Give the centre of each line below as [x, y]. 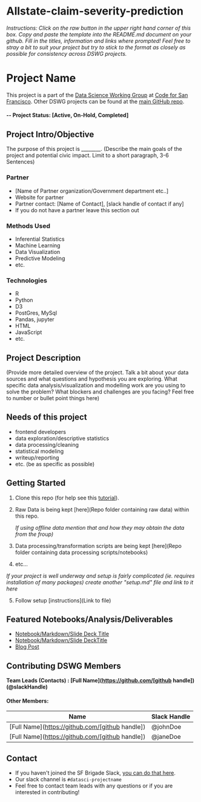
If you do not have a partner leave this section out [77, 210]
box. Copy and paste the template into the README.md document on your [99, 34]
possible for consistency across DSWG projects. [67, 53]
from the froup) [34, 534]
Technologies [27, 280]
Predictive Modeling [40, 258]
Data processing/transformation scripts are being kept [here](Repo [98, 546]
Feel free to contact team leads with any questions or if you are [94, 786]
